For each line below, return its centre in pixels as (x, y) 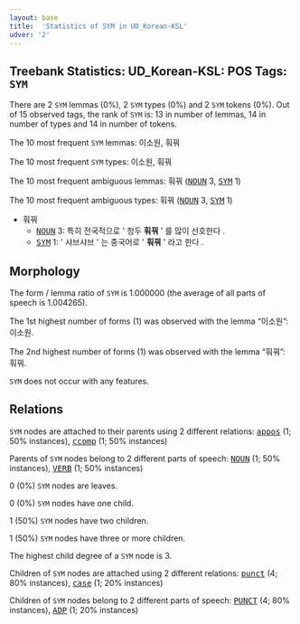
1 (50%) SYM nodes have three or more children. (98, 538)
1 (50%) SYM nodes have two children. (79, 520)
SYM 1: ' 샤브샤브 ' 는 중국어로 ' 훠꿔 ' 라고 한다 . (120, 242)
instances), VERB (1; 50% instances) (76, 468)
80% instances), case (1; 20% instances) (86, 582)
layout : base (34, 18)
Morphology (45, 271)
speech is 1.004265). (48, 303)
